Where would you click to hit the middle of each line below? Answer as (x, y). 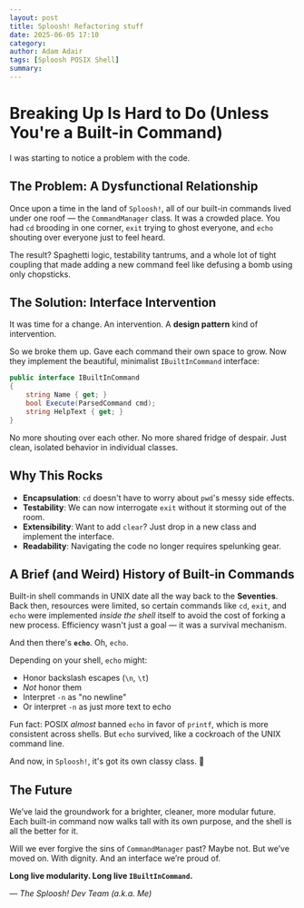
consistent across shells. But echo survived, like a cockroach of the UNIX (145, 734)
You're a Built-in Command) (116, 133)
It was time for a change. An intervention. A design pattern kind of (134, 324)
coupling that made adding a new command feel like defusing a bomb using (151, 264)
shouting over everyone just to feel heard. (88, 237)
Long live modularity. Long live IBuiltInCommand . (101, 876)
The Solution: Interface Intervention (113, 303)
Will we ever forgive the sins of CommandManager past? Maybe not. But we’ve (150, 849)
